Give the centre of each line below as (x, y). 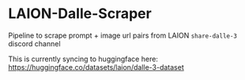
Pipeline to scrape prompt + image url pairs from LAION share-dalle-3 (123, 35)
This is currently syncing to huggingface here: (83, 59)
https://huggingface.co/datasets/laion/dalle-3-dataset (96, 67)
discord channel (34, 43)
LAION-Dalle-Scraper (80, 14)
